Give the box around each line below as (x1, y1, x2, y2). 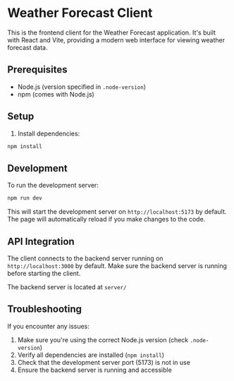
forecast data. (7, 43, 48, 52)
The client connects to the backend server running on (7, 254, 164, 262)
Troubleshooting (7, 303, 82, 315)
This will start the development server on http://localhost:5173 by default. (7, 207, 227, 216)
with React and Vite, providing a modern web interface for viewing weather (7, 35, 226, 44)
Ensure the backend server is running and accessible (17, 365, 173, 374)
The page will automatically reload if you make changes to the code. (7, 215, 206, 224)
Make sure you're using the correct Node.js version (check (17, 335, 189, 344)
